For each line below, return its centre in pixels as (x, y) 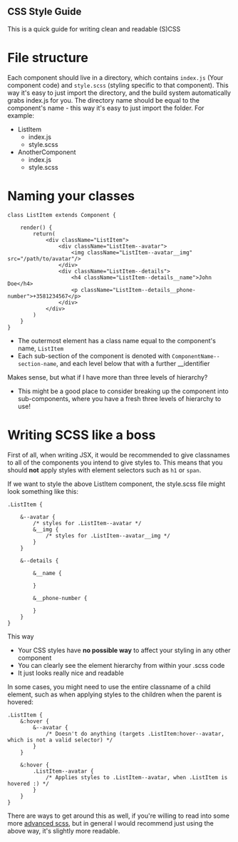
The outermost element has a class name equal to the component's (117, 340)
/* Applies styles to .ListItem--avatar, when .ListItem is (136, 777)
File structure (48, 58)
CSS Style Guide (45, 12)
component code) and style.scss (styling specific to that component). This (118, 85)
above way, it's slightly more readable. (64, 831)
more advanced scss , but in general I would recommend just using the (110, 823)
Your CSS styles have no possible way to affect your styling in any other (124, 650)
